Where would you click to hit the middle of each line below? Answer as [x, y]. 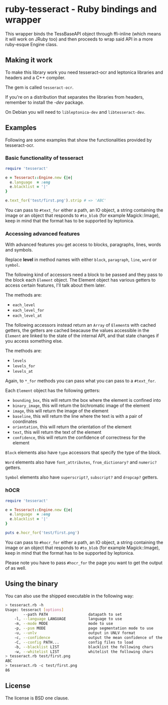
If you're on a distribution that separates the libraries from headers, [74, 97]
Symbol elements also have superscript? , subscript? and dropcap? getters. [82, 478]
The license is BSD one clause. [37, 698]
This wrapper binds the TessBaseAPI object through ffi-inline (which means [83, 34]
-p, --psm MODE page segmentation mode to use [84, 628]
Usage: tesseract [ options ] [35, 610]
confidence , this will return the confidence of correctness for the [79, 437]
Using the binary [32, 584]
